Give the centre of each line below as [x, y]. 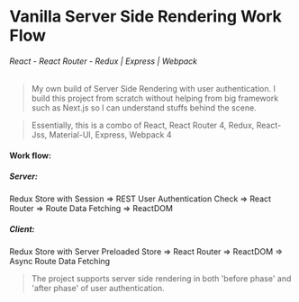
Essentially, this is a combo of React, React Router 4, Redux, [143, 125]
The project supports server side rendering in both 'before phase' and [161, 278]
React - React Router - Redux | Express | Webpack [104, 61]
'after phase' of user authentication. [98, 288]
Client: [22, 229]
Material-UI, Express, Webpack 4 [110, 135]
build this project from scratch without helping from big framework [155, 98]
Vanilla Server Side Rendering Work [145, 17]
